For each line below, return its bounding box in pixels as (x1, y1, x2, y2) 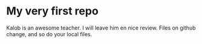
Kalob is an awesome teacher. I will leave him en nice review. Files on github (6, 24, 196, 31)
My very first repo (6, 4, 99, 18)
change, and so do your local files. (6, 30, 93, 37)
